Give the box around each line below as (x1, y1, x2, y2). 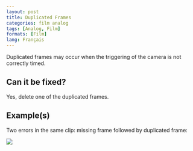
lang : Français (6, 37, 45, 43)
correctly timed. (6, 60, 46, 67)
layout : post (6, 8, 39, 15)
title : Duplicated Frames (6, 14, 71, 20)
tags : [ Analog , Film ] (6, 25, 61, 32)
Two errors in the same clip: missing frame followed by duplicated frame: (6, 126, 188, 134)
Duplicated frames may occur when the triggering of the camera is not (6, 54, 182, 60)
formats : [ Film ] (6, 31, 47, 37)
